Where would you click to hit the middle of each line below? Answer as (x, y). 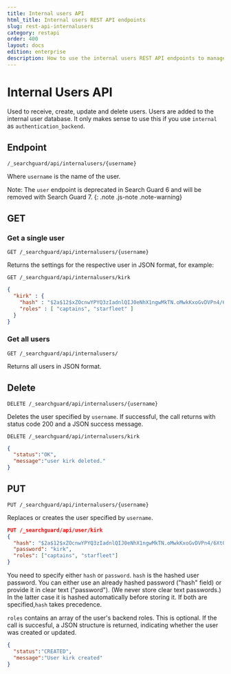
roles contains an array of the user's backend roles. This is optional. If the (112, 618)
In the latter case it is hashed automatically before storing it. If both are (107, 597)
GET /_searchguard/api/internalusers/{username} (78, 252)
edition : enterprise (37, 52)
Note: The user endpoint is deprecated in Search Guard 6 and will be (104, 189)
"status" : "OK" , (35, 455)
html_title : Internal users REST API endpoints (77, 20)
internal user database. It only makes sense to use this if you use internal (112, 118)
